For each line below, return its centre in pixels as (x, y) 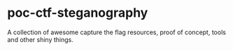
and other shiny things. (40, 39)
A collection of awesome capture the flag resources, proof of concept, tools (116, 32)
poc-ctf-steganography (78, 13)
